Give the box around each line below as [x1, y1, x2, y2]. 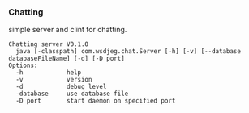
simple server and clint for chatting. [8, 25, 127, 35]
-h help [15, 69, 82, 77]
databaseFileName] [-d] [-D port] [8, 55, 126, 63]
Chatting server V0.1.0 [8, 40, 89, 48]
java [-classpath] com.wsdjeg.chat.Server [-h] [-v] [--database [15, 48, 242, 56]
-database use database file [15, 90, 129, 98]
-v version [15, 76, 92, 84]
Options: [8, 61, 38, 70]
